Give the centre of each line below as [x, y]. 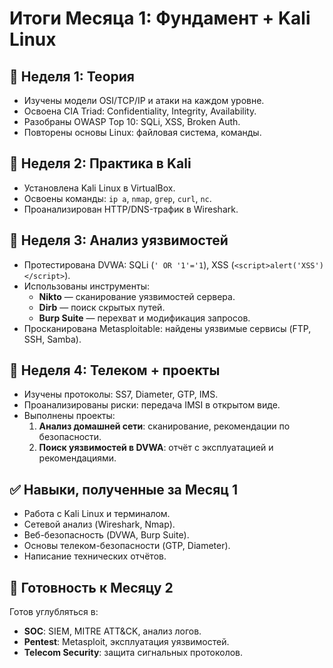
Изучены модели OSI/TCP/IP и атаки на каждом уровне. [144, 100]
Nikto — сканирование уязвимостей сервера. [137, 296]
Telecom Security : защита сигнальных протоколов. [133, 653]
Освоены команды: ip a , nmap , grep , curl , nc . [117, 198]
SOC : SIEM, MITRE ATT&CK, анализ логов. [112, 631]
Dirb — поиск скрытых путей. [102, 307]
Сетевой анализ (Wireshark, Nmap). [99, 524]
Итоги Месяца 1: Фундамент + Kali [160, 18]
